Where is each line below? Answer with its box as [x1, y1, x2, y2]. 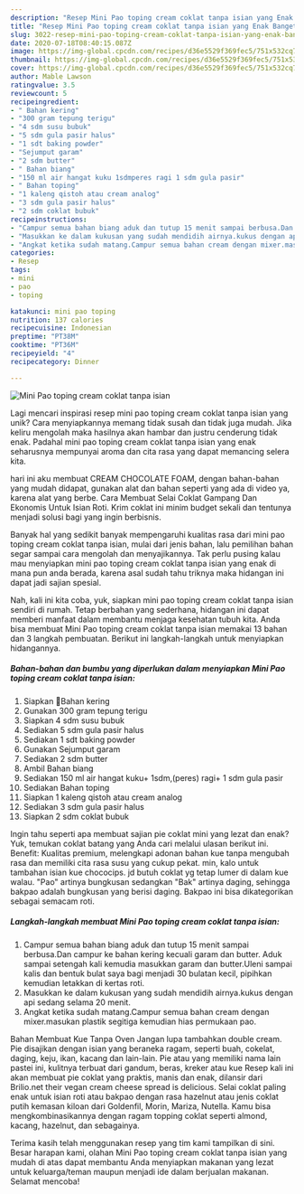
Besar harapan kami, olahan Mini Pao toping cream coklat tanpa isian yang [10, 1147, 288, 1158]
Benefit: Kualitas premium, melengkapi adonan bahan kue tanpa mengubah [10, 847, 290, 859]
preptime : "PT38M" [10, 332, 79, 342]
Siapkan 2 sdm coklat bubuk [23, 811, 130, 822]
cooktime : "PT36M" [10, 341, 79, 350]
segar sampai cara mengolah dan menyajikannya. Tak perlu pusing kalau [10, 548, 281, 559]
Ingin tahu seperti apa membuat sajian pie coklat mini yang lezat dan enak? [10, 828, 290, 839]
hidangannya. [10, 643, 61, 653]
